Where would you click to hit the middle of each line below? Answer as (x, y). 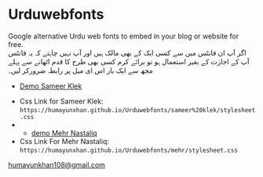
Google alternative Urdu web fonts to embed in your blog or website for (124, 36)
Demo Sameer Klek (51, 86)
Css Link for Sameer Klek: (61, 101)
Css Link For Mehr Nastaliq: (64, 141)
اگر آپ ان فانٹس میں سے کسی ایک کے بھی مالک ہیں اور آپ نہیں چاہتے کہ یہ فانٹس (127, 52)
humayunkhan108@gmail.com (57, 164)
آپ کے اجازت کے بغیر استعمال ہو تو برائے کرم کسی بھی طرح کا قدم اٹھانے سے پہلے (129, 61)
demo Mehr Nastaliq (64, 133)
